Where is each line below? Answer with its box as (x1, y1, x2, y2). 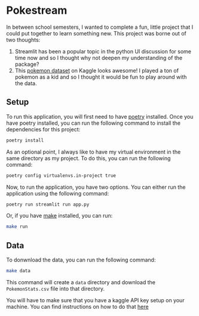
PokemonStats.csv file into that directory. (6, 285, 105, 292)
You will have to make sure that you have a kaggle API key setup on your (6, 296, 185, 303)
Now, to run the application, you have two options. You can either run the (6, 183, 186, 191)
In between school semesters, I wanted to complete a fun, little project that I (6, 23, 194, 31)
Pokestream (6, 4, 68, 17)
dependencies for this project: (6, 125, 81, 133)
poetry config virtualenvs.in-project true (6, 172, 117, 179)
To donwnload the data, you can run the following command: (6, 256, 156, 264)
